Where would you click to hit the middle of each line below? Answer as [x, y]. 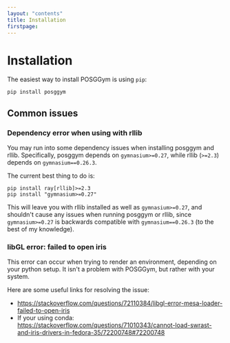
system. [18, 277]
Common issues [43, 113]
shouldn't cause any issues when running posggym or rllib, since [99, 215]
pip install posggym [37, 92]
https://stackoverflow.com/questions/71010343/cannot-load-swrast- [114, 325]
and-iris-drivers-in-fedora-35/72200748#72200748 [91, 333]
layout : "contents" [35, 13]
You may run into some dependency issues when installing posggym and [111, 148]
